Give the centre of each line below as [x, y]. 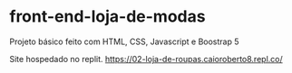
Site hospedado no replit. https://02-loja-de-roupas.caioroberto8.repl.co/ [146, 59]
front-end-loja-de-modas [107, 17]
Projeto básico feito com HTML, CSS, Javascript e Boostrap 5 [124, 41]
